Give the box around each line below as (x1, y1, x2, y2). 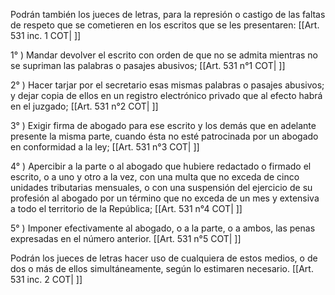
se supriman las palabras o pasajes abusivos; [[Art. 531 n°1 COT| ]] (10, 60, 286, 71)
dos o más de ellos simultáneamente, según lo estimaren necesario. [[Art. (10, 263, 314, 274)
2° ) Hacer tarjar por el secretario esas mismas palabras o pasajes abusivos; (10, 79, 325, 91)
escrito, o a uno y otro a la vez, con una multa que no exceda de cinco (10, 171, 300, 183)
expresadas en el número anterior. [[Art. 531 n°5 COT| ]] (10, 233, 242, 244)
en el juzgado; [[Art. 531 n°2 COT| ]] (10, 100, 159, 112)
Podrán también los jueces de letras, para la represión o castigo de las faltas (10, 9, 326, 20)
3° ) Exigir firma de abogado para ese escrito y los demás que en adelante (10, 120, 317, 131)
